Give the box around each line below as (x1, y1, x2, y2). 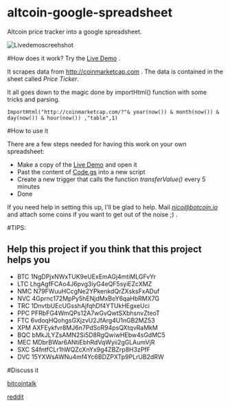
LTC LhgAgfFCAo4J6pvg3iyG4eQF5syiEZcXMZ (16, 279, 152, 288)
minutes (16, 182, 40, 190)
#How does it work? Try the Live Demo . (7, 54, 121, 62)
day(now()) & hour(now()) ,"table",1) (7, 115, 118, 121)
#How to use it (7, 126, 49, 135)
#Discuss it (7, 366, 39, 374)
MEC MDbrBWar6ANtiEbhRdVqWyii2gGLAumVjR (16, 338, 155, 346)
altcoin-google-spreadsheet (7, 5, 173, 21)
